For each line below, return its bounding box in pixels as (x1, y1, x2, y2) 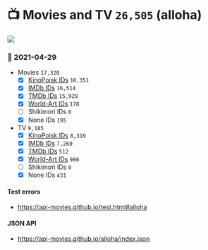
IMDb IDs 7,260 (27, 139, 73, 147)
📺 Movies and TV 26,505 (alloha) (7, 7, 202, 23)
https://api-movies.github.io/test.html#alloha (17, 203, 147, 211)
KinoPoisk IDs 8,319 (27, 131, 86, 139)
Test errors (7, 187, 41, 196)
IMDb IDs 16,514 (27, 84, 76, 92)
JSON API (7, 219, 37, 227)
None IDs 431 (27, 170, 67, 179)
